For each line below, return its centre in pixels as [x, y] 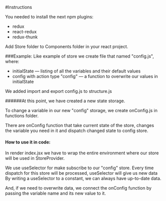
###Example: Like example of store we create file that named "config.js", [80, 56]
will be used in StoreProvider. [35, 158]
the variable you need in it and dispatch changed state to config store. [77, 131]
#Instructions [19, 7]
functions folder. [22, 116]
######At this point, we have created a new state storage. [65, 101]
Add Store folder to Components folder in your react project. [67, 46]
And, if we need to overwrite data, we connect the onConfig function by [79, 188]
